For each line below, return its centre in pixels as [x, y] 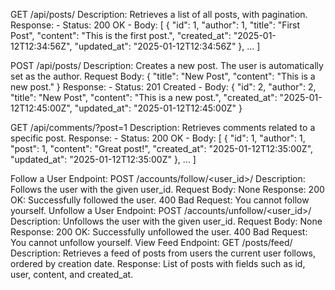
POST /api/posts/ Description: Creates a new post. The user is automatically [167, 65]
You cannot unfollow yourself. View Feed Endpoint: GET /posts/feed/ [151, 242]
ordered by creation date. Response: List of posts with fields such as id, [158, 263]
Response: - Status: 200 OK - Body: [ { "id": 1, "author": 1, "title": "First [155, 25]
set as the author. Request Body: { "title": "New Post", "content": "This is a [163, 76]
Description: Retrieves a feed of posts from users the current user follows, [163, 253]
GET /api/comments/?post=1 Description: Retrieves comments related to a [163, 127]
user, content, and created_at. [72, 274]
